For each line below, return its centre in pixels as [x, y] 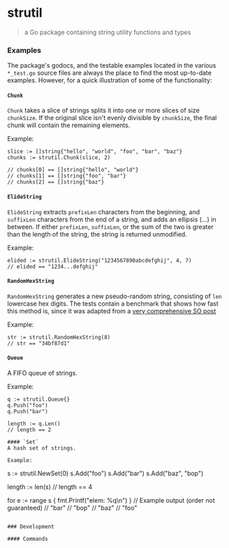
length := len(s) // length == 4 [50, 487]
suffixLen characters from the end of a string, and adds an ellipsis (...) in [112, 219]
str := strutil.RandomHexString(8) [59, 337]
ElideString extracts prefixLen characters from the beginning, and [104, 212]
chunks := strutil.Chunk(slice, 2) [59, 158]
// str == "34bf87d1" [39, 343]
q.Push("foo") [28, 406]
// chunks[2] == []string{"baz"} [56, 182]
